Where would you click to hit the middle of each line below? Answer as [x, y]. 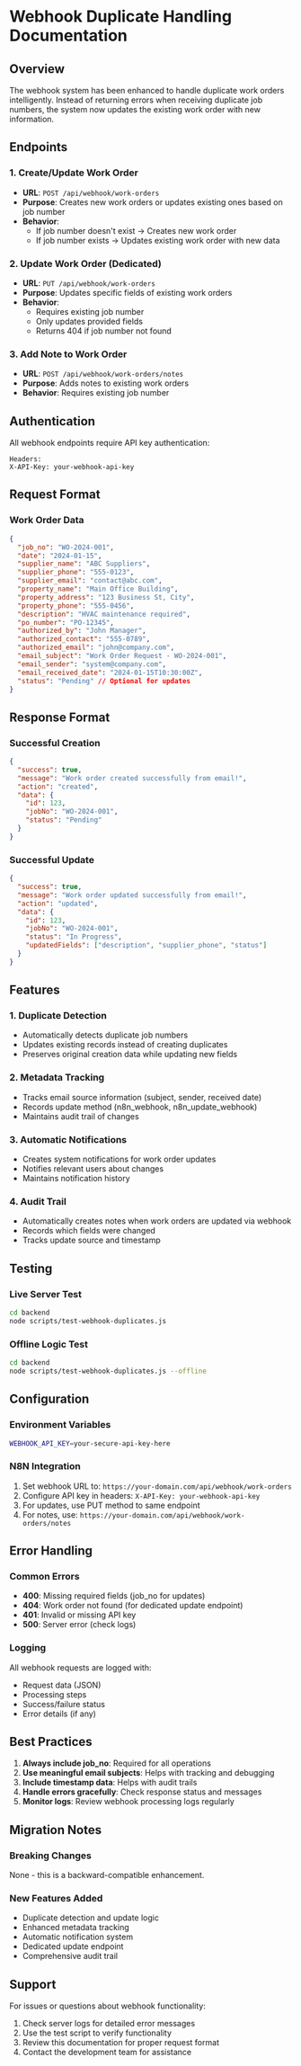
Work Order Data [47, 521]
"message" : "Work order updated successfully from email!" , [132, 895]
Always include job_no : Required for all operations [116, 1763]
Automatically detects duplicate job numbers [105, 1035]
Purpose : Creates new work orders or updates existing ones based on [152, 202]
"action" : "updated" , [58, 904]
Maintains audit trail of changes [80, 1116]
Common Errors [44, 1576]
